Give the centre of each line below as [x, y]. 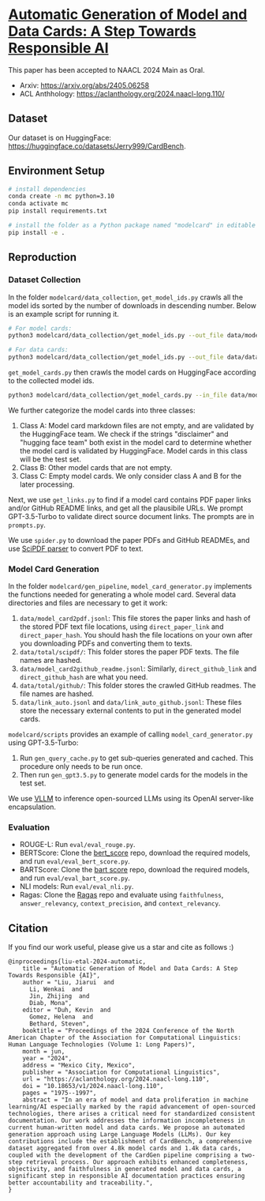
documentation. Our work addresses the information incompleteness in [127, 1121]
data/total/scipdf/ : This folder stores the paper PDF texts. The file [129, 652]
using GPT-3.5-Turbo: [43, 743]
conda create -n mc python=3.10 [61, 196]
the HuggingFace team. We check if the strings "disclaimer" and [124, 434]
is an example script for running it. [64, 314]
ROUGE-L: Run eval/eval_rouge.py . [77, 845]
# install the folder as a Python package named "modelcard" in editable [132, 226]
